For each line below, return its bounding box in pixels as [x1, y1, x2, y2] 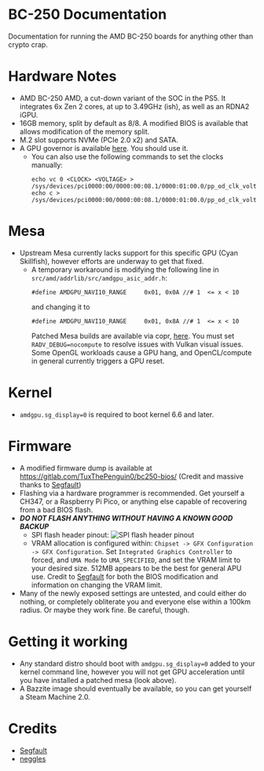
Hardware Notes [8, 68, 117, 86]
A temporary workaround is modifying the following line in [31, 265, 219, 274]
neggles [19, 754, 46, 763]
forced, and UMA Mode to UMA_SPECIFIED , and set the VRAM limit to [31, 555, 241, 564]
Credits [8, 719, 57, 737]
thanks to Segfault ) [19, 479, 82, 489]
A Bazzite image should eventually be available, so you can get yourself [19, 684, 252, 693]
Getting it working [8, 633, 128, 650]
